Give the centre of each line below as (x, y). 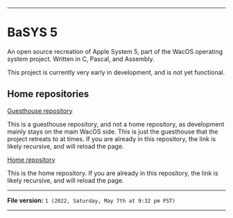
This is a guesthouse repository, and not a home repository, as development (116, 124)
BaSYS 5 (32, 33)
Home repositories (48, 94)
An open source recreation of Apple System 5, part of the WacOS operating (115, 51)
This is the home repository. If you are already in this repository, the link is (113, 173)
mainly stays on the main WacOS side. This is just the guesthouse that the (113, 131)
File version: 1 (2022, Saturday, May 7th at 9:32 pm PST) (91, 200)
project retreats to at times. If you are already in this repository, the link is (112, 138)
